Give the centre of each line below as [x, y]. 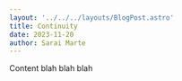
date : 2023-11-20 [42, 34]
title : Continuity [43, 26]
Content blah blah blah [51, 68]
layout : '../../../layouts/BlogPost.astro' [92, 18]
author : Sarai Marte [48, 43]
